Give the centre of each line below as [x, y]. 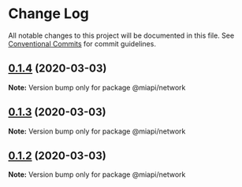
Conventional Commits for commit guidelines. [82, 43]
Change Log [48, 14]
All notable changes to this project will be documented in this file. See [121, 35]
